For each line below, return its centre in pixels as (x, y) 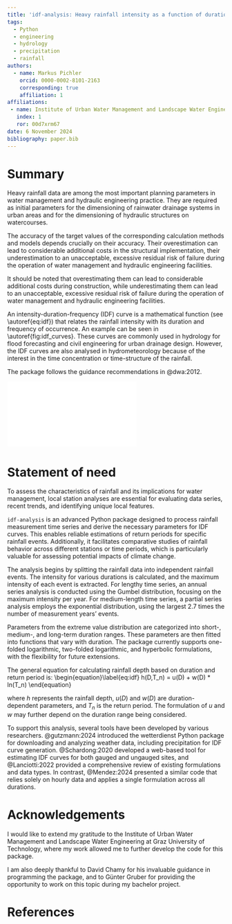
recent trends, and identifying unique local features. (81, 506)
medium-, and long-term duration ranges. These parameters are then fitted (114, 634)
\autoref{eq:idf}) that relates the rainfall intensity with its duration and (106, 321)
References (41, 913)
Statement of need (61, 472)
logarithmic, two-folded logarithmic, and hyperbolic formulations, (119, 649)
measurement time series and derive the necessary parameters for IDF (108, 527)
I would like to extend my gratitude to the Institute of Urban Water (100, 834)
